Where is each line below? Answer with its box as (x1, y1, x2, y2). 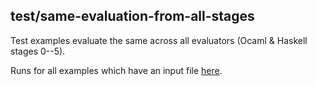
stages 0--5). (10, 45, 66, 57)
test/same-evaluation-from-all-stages (10, 8, 255, 25)
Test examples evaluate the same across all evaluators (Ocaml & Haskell (10, 34, 308, 46)
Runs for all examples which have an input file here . (10, 64, 223, 76)
